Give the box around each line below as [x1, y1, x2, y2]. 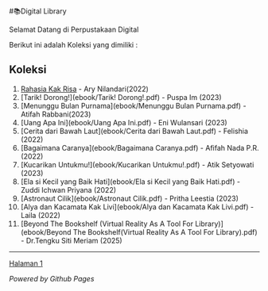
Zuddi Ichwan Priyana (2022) [20, 185, 117, 194]
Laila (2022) [20, 210, 60, 220]
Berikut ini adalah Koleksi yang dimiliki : [9, 40, 138, 49]
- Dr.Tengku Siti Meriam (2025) [20, 235, 122, 245]
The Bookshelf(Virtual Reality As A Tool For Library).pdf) [72, 227, 258, 236]
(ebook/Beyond [20, 227, 72, 236]
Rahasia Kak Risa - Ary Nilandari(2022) [20, 84, 150, 94]
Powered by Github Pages [9, 274, 95, 283]
